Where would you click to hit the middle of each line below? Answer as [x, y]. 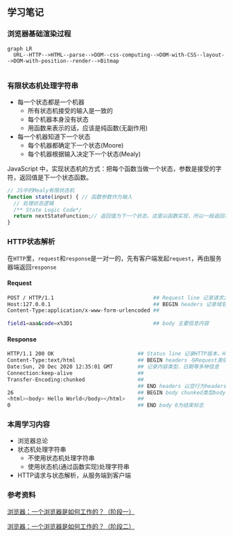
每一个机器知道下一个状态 [54, 137]
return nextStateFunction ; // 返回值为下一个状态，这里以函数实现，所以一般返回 [119, 216]
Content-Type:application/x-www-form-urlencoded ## [83, 310]
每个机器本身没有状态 [58, 119]
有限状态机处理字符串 [43, 85]
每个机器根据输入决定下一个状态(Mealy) [84, 154]
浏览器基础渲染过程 [39, 34]
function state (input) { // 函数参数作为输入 [70, 197]
